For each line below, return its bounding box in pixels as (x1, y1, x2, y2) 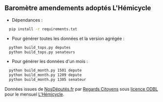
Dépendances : (11, 17, 43, 23)
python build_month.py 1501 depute (9, 68, 82, 73)
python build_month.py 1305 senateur (9, 77, 86, 82)
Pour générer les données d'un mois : (11, 59, 88, 65)
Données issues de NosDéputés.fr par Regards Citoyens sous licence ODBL (4, 86, 158, 92)
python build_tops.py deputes (9, 45, 71, 50)
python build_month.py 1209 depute (9, 72, 82, 78)
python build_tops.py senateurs (9, 49, 76, 55)
